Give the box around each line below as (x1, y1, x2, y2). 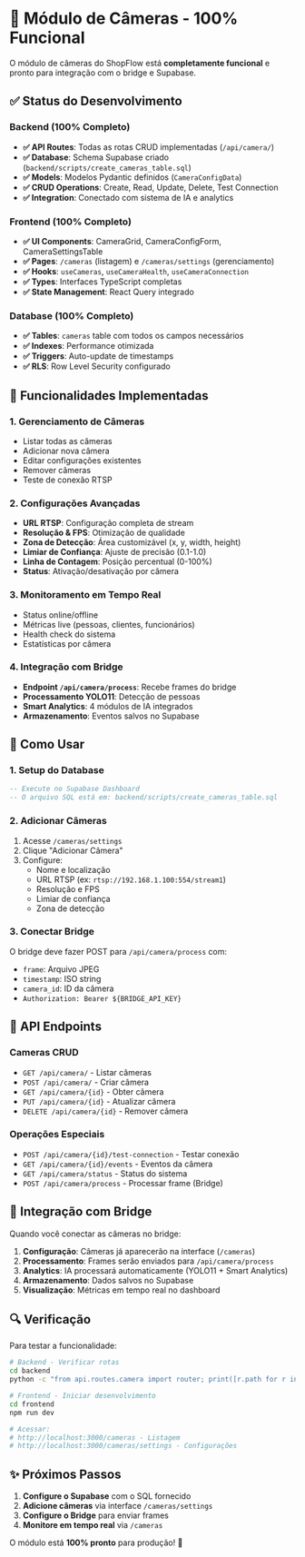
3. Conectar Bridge (9, 926, 95, 938)
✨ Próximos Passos (9, 1466, 122, 1482)
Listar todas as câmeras (22, 435, 113, 446)
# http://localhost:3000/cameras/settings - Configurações (9, 1442, 238, 1451)
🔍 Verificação (9, 1312, 92, 1327)
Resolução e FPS (35, 883, 100, 894)
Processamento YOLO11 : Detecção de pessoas (22, 690, 201, 702)
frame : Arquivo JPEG (22, 963, 100, 975)
